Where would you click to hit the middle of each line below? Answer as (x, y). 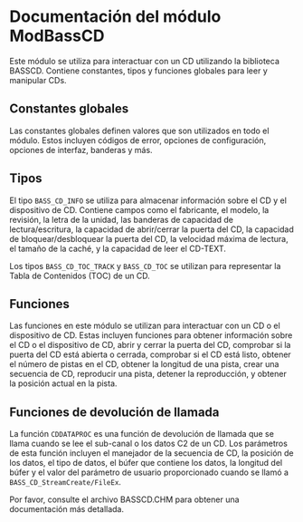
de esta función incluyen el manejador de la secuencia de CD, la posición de (151, 453)
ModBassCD (57, 36)
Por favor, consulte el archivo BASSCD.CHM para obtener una (124, 499)
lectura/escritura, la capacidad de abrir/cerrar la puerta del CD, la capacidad (151, 229)
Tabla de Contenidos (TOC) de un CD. (80, 275)
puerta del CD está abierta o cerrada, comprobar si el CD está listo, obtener (150, 354)
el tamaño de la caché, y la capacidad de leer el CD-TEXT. (118, 248)
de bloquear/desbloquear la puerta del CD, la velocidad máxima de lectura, (149, 238)
